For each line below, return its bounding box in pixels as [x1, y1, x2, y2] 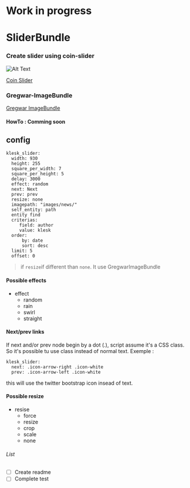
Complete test [14, 475, 49, 482]
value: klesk [19, 228, 51, 233]
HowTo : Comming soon [6, 118, 66, 125]
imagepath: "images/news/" [11, 202, 77, 208]
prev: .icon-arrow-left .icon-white [11, 369, 101, 375]
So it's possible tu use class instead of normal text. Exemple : [6, 347, 154, 354]
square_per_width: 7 [11, 166, 62, 172]
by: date [21, 238, 43, 244]
